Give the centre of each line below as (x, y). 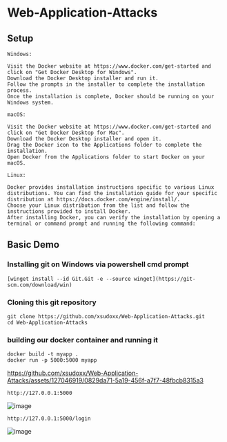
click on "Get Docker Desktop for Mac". (66, 133)
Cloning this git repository (52, 302)
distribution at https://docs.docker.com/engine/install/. (94, 199)
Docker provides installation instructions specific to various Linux (111, 187)
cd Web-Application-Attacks (48, 322)
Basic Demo (33, 245)
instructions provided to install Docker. (69, 212)
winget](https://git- (165, 279)
